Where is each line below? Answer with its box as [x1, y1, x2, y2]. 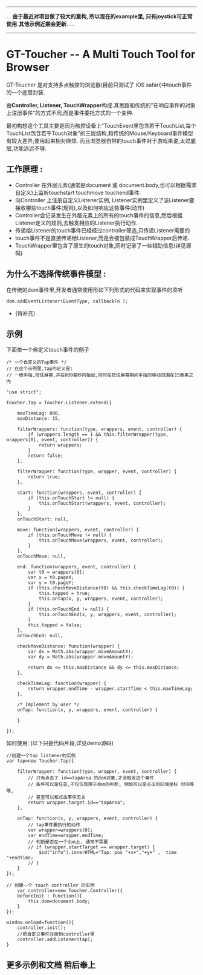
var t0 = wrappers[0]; [28, 570, 85, 576]
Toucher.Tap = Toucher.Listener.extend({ [6, 400, 112, 406]
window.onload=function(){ [6, 919, 74, 926]
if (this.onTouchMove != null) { [28, 532, 112, 539]
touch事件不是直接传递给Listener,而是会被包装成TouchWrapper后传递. [14, 234, 190, 241]
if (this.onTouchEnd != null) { [28, 606, 110, 612]
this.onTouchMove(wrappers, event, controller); [38, 537, 164, 543]
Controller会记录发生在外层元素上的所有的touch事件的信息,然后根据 [14, 211, 183, 218]
